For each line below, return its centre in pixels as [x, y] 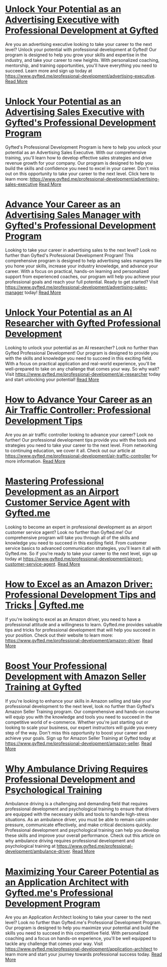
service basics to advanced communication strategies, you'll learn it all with [83, 548]
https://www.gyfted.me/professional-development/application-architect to [82, 949]
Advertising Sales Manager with [73, 215]
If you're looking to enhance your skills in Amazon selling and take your [78, 701]
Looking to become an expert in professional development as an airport [79, 527]
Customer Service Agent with [68, 502]
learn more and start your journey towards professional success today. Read [83, 955]
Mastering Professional [55, 481]
